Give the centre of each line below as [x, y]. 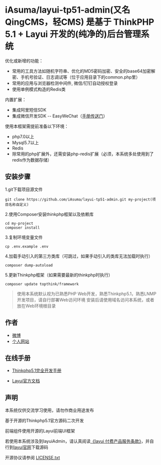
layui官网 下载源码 [31, 448]
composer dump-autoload [29, 265]
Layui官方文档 [26, 381]
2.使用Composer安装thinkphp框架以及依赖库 [49, 214]
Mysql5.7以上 [25, 142]
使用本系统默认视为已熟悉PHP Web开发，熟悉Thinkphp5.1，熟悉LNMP [87, 294]
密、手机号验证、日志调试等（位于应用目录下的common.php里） [76, 77]
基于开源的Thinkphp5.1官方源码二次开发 [44, 421]
